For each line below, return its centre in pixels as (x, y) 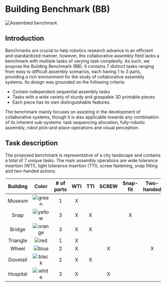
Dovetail (18, 260)
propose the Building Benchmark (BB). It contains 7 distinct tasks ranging (80, 66)
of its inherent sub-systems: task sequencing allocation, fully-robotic (75, 122)
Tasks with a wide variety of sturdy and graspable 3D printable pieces (83, 97)
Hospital (18, 274)
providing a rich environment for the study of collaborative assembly (75, 77)
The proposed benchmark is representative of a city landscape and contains (83, 155)
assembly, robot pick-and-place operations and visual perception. (72, 127)
